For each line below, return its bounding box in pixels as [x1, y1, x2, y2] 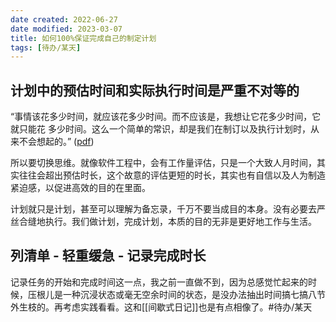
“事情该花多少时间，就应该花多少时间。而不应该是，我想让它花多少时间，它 [10, 111, 322, 123]
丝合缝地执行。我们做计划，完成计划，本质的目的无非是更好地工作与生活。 [10, 216, 317, 228]
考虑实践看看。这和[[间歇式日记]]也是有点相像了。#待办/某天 [62, 301, 313, 313]
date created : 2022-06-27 [10, 14, 118, 25]
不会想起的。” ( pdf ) [18, 136, 95, 148]
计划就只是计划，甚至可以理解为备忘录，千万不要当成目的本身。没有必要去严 [10, 203, 326, 215]
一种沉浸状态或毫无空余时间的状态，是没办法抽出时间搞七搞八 [62, 288, 317, 300]
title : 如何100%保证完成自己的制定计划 [10, 33, 157, 43]
